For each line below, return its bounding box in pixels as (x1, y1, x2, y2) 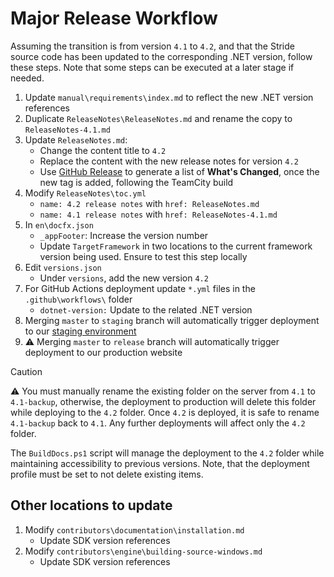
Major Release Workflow (10, 7, 218, 30)
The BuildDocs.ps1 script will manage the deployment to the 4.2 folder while (10, 447, 325, 459)
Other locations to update (10, 497, 173, 514)
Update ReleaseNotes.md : (24, 133, 128, 146)
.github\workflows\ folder (24, 293, 133, 305)
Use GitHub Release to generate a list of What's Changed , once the (39, 165, 320, 177)
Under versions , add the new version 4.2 (39, 272, 209, 284)
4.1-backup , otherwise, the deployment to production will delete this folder (10, 395, 317, 407)
